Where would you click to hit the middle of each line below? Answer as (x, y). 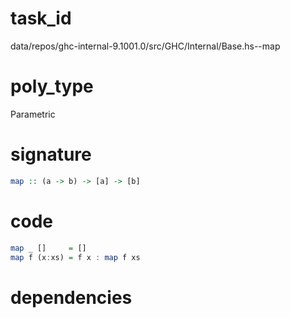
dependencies (71, 297)
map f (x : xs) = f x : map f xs (75, 257)
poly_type (52, 86)
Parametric (33, 114)
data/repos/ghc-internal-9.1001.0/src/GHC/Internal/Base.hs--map (145, 46)
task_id (41, 18)
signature (51, 154)
